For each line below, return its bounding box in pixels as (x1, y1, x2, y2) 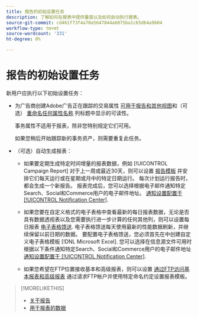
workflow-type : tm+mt (6, 25, 60, 31)
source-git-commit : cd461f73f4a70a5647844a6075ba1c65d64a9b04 (6, 20, 163, 25)
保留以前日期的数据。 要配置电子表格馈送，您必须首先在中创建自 (28, 230, 186, 238)
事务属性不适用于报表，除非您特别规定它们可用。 (14, 122, 134, 129)
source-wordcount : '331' (6, 31, 67, 37)
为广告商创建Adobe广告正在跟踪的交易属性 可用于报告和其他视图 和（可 (14, 102, 188, 109)
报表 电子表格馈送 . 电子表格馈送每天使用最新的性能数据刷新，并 (28, 223, 184, 230)
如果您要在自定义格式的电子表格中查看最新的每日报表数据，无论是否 (23, 208, 190, 215)
